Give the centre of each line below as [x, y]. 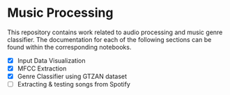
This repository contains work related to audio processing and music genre [115, 32]
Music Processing [60, 13]
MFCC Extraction [42, 68]
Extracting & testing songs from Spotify [74, 85]
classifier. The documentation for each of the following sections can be [109, 39]
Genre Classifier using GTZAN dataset [72, 76]
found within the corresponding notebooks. [69, 47]
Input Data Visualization [51, 60]
